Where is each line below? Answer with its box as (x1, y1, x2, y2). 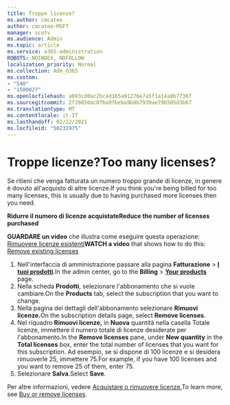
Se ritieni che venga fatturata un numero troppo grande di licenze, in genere (7, 177, 222, 185)
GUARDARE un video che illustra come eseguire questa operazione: (7, 232, 200, 241)
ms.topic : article (7, 42, 60, 49)
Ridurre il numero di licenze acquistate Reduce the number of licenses (7, 212, 210, 220)
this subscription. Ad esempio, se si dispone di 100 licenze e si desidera (16, 347, 221, 356)
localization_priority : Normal (7, 61, 97, 68)
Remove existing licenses (7, 247, 79, 256)
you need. (7, 199, 36, 207)
